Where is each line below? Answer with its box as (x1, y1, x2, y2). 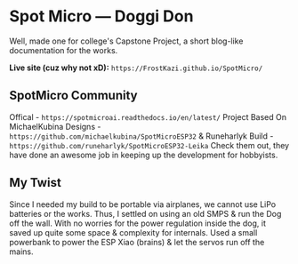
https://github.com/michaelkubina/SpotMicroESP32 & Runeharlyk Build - (9, 131, 274, 141)
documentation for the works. (9, 44, 118, 55)
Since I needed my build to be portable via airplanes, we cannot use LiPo (9, 198, 277, 210)
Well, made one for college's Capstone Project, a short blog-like (9, 36, 244, 46)
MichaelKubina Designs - (9, 121, 101, 132)
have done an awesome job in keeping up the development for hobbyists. (9, 149, 278, 160)
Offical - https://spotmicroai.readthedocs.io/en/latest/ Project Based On (9, 111, 287, 122)
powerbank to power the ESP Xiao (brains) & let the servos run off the (9, 236, 265, 247)
